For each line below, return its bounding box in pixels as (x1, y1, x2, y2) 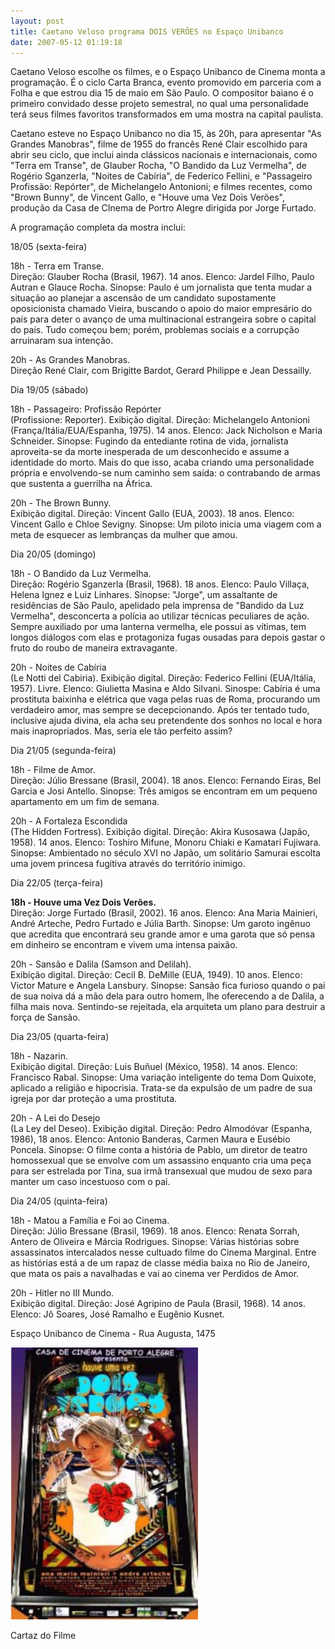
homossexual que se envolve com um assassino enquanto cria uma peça (10, 1155, 312, 1167)
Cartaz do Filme (10, 1630, 77, 1642)
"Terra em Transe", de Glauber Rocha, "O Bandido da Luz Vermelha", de (10, 160, 307, 172)
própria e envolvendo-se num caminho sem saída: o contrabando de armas (10, 467, 321, 479)
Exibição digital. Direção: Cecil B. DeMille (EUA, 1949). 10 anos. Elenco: (10, 969, 303, 981)
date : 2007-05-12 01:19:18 (10, 37, 123, 47)
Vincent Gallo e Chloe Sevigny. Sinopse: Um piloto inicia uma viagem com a (10, 518, 322, 530)
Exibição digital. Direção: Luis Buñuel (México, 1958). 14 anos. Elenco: (10, 1061, 298, 1073)
